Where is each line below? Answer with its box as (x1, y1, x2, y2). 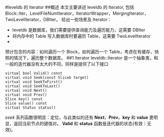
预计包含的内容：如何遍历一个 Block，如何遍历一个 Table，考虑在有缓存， (5, 49, 155, 55)
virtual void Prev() (5, 92, 48, 97)
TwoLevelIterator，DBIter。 (5, 17, 60, 22)
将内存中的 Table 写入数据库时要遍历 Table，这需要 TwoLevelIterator (12, 33, 151, 39)
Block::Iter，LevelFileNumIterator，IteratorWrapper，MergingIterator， (5, 10, 149, 16)
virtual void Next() (5, 88, 48, 93)
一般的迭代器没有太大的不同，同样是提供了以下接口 (5, 61, 109, 67)
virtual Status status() (5, 105, 56, 110)
